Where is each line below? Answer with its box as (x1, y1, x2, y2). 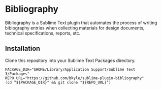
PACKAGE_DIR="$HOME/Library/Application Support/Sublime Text (5, 67, 135, 72)
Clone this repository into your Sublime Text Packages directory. (5, 58, 136, 63)
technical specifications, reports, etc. (5, 30, 81, 36)
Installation (5, 44, 40, 53)
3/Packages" (5, 71, 30, 76)
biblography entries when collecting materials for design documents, (5, 25, 145, 30)
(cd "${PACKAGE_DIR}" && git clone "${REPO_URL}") (5, 80, 111, 85)
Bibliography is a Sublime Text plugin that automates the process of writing (5, 20, 158, 26)
